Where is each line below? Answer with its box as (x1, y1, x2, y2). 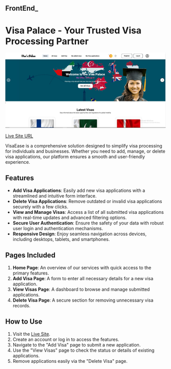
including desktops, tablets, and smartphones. (12, 236, 110, 242)
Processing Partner (5, 35, 89, 47)
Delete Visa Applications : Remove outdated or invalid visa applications (12, 198, 162, 204)
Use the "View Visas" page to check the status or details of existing (12, 347, 155, 353)
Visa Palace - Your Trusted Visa (5, 24, 141, 36)
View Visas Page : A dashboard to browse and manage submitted (12, 286, 150, 292)
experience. (5, 159, 31, 165)
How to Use (5, 317, 43, 326)
